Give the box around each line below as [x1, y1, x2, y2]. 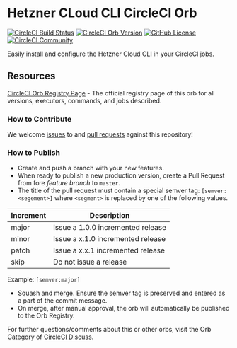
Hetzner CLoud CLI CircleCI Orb [7, 5, 197, 21]
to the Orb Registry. [17, 311, 75, 320]
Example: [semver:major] [7, 275, 81, 284]
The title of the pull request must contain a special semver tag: [17, 186, 200, 195]
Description [89, 211, 130, 221]
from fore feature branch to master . [17, 179, 120, 187]
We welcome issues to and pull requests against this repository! [7, 130, 193, 139]
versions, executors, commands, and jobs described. [7, 96, 162, 105]
